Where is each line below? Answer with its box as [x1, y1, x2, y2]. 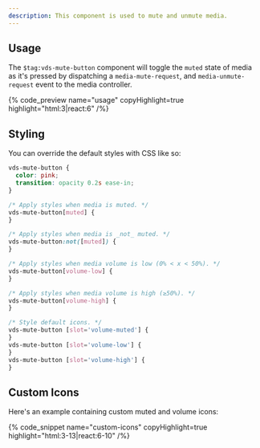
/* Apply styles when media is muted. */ [8, 201, 149, 209]
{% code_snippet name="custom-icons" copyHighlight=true [8, 422, 208, 432]
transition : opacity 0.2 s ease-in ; [15, 179, 135, 187]
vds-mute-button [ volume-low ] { [8, 267, 113, 275]
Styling [8, 127, 46, 141]
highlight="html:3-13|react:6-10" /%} [8, 431, 130, 441]
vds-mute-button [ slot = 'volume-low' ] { [8, 340, 142, 349]
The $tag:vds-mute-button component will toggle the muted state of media [8, 63, 253, 72]
